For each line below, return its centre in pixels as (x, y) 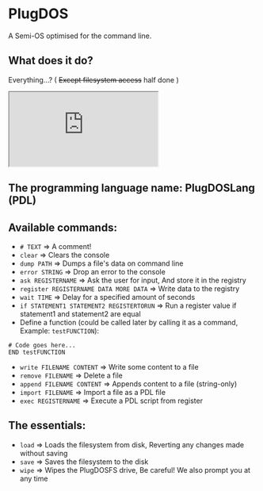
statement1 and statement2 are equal (80, 313)
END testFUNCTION (37, 352)
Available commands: (63, 227)
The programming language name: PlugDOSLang (132, 188)
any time (34, 478)
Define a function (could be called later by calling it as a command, (129, 322)
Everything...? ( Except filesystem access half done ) (94, 79)
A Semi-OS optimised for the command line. (80, 36)
